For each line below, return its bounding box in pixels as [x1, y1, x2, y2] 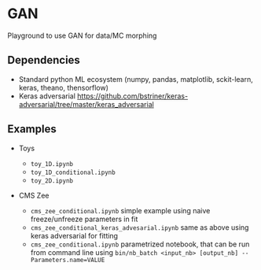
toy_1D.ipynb [30, 160, 74, 168]
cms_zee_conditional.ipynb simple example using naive [30, 205, 211, 215]
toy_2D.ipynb [30, 176, 74, 185]
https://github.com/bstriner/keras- [77, 91, 189, 101]
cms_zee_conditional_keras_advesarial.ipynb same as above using [30, 222, 249, 232]
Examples [7, 123, 57, 136]
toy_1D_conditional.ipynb [30, 168, 116, 176]
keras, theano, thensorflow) [18, 83, 109, 92]
